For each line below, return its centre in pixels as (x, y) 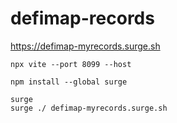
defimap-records (82, 18)
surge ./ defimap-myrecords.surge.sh (89, 108)
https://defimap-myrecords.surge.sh (85, 46)
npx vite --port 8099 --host (71, 64)
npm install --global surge (69, 82)
